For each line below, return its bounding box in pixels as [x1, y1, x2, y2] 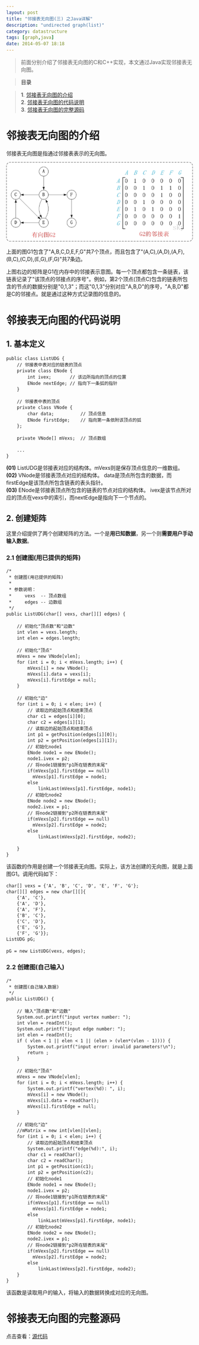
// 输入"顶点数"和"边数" [17, 1008, 71, 1014]
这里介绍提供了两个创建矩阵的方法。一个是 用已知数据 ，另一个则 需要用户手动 [6, 530, 193, 537]
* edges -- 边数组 [8, 599, 62, 605]
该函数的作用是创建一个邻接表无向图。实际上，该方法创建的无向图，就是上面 [6, 863, 193, 870]
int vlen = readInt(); [17, 1020, 73, 1026]
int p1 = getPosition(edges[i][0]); [27, 732, 118, 738]
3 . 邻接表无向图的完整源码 [20, 106, 85, 113]
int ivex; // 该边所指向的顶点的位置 [27, 374, 127, 380]
